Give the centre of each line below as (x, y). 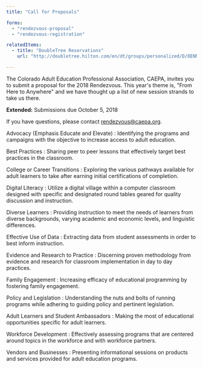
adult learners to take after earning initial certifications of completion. (92, 176)
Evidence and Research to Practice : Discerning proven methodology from (99, 255)
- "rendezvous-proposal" (43, 28)
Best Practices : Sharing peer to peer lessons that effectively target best (96, 151)
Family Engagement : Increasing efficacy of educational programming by (97, 280)
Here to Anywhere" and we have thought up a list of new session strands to (100, 91)
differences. (21, 225)
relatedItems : (24, 45)
